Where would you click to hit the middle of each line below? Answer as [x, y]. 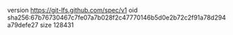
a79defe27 [23, 25]
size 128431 [57, 25]
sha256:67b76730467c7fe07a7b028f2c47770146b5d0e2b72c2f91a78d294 [117, 17]
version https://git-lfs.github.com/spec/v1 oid [73, 10]
